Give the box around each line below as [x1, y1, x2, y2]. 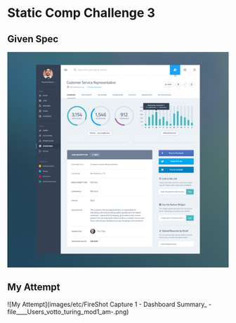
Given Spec [7, 33, 59, 45]
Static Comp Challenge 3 [7, 5, 156, 21]
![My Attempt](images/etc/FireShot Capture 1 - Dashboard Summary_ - [7, 300, 212, 308]
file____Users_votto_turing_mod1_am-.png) [7, 308, 129, 316]
